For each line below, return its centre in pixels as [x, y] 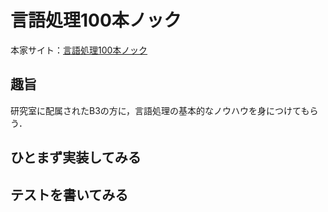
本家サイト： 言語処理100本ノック [79, 50]
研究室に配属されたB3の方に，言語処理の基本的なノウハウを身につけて [156, 110]
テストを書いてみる [69, 194]
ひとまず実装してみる [76, 157]
